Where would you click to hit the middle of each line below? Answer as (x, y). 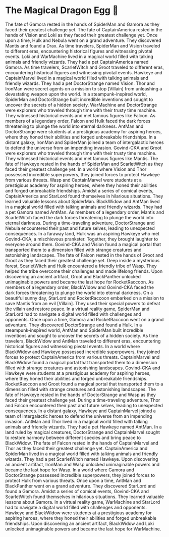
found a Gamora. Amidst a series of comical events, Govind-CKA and (77, 491)
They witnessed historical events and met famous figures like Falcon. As (80, 115)
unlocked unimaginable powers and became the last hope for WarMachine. (83, 529)
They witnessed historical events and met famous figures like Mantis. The (82, 158)
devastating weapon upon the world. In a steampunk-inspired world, (76, 94)
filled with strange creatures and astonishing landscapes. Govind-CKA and (83, 368)
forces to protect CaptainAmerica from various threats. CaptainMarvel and (82, 357)
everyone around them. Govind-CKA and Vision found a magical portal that (83, 244)
